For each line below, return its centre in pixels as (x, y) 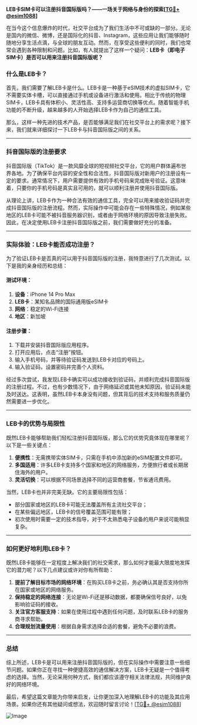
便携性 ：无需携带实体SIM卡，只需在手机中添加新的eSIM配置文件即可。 (100, 457)
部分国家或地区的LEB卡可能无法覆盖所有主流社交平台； (81, 504)
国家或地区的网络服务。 (48, 589)
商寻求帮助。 (30, 619)
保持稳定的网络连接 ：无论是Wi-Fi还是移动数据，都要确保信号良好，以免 (101, 597)
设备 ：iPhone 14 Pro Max (45, 294)
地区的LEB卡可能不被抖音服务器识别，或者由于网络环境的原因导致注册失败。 (98, 215)
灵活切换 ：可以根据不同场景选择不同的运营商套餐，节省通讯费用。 (94, 479)
